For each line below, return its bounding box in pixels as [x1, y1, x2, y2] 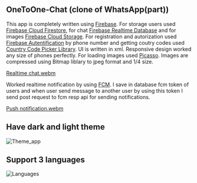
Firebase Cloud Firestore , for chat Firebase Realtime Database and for [6, 27, 176, 34]
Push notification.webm [6, 104, 64, 112]
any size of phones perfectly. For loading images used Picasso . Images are [6, 51, 189, 58]
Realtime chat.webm [6, 69, 56, 76]
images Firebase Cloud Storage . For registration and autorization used [6, 32, 177, 40]
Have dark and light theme [6, 122, 105, 132]
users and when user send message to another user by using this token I [6, 87, 183, 94]
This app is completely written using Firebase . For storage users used [6, 20, 176, 27]
